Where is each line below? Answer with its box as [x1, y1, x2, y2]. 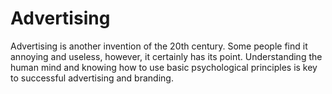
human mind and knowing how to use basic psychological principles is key [10, 61, 318, 73]
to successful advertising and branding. [10, 72, 174, 84]
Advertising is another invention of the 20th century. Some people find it [10, 40, 308, 52]
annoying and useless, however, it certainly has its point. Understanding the [10, 50, 323, 62]
